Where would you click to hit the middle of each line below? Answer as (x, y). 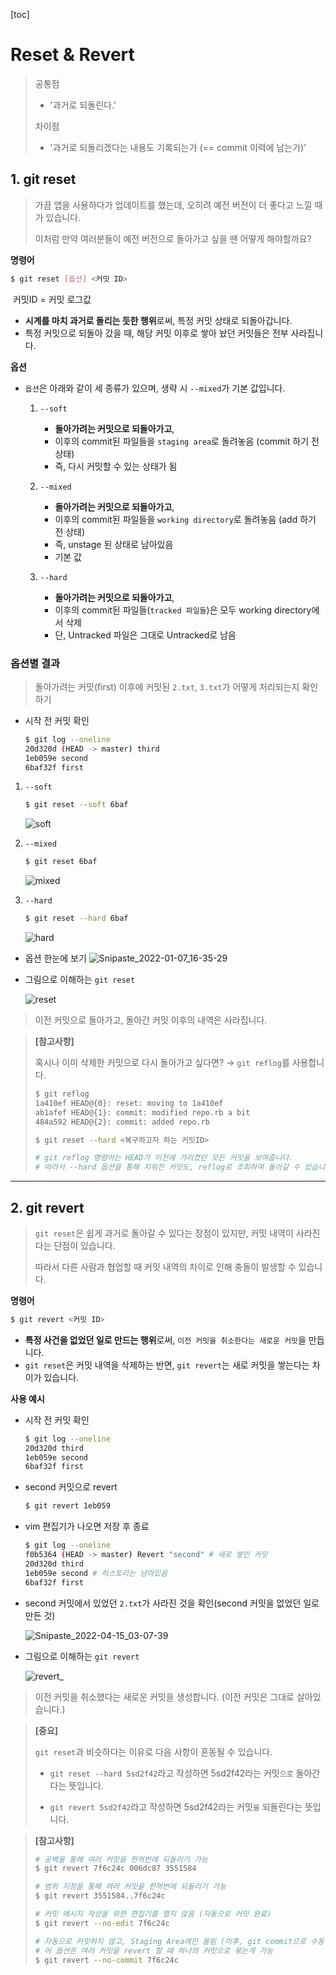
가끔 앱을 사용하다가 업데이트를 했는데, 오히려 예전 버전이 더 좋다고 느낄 (173, 205)
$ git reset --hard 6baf (76, 919)
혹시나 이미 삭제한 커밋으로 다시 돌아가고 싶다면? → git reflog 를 (162, 1063)
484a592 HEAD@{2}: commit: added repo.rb (122, 1122)
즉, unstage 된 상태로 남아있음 (114, 544)
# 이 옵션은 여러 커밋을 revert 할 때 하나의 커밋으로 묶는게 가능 (154, 1950)
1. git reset (43, 179)
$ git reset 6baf (61, 862)
